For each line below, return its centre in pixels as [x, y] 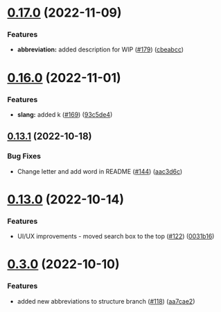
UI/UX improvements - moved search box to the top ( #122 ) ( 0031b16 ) [116, 236]
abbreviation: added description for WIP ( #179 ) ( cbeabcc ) [100, 49]
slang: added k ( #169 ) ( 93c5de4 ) [65, 114]
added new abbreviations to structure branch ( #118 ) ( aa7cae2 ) [106, 301]
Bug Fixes [24, 156]
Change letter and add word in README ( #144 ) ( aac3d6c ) [100, 171]
